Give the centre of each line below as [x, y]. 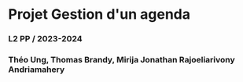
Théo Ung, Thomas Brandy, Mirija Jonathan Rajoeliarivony [122, 60]
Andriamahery [37, 70]
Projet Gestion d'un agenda [99, 14]
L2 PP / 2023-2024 [45, 39]
